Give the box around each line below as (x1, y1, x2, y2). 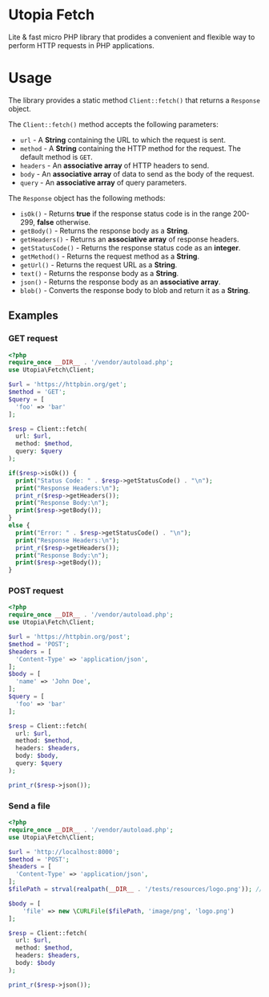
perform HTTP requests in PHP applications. (8, 40, 155, 50)
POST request (8, 585, 64, 596)
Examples (8, 309, 58, 323)
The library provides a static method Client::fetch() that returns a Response (8, 95, 260, 105)
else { (8, 522, 30, 530)
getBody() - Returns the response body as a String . (19, 226, 190, 235)
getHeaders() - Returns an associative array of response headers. (19, 234, 239, 244)
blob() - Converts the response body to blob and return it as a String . (19, 285, 251, 295)
